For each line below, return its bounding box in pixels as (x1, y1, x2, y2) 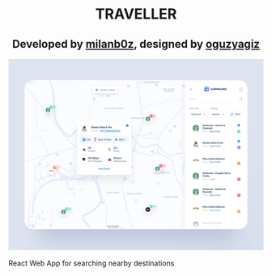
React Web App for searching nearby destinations (8, 258, 175, 268)
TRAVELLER (95, 5, 177, 23)
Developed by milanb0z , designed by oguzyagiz (11, 37, 261, 51)
